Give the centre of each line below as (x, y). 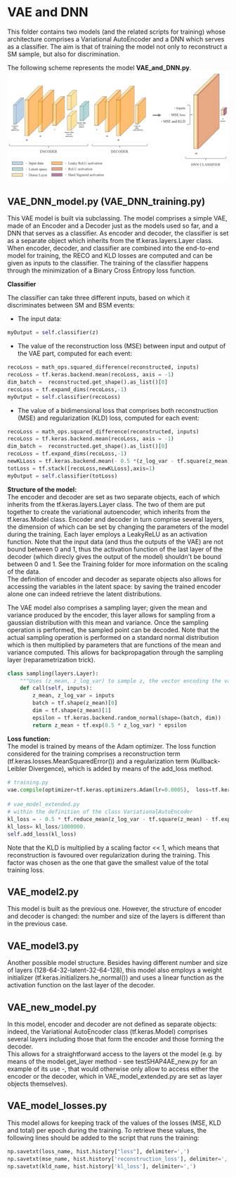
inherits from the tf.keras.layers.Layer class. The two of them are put (106, 504)
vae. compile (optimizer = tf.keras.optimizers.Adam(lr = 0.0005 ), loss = (110, 790)
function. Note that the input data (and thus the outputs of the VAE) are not (115, 541)
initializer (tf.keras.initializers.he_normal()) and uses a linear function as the (116, 978)
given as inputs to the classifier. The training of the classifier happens (108, 263)
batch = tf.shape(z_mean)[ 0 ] (75, 703)
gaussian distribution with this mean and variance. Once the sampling (108, 622)
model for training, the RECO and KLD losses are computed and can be (110, 256)
